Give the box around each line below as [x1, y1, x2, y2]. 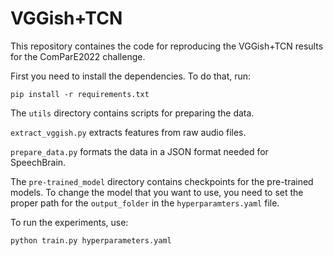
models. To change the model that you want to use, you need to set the [10, 186, 304, 198]
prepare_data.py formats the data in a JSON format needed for [10, 145, 269, 157]
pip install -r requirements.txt [10, 89, 150, 99]
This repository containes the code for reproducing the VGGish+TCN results [10, 40, 324, 52]
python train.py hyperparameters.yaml [10, 235, 172, 246]
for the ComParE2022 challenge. [10, 50, 146, 62]
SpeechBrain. [10, 156, 67, 168]
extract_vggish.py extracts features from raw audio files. [10, 126, 247, 138]
